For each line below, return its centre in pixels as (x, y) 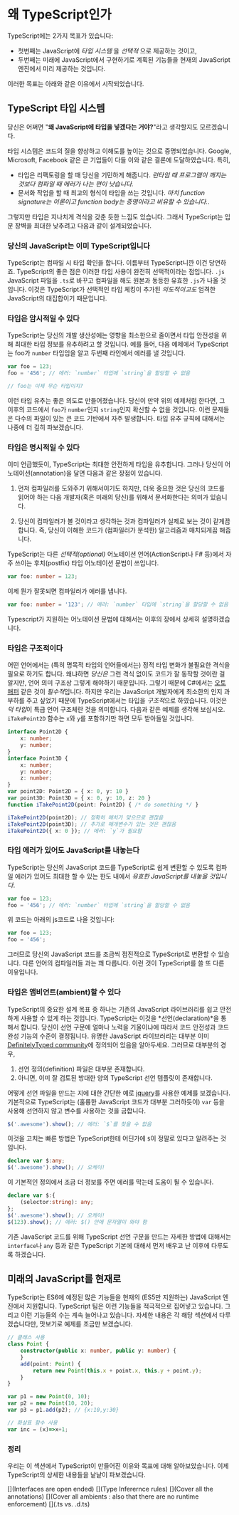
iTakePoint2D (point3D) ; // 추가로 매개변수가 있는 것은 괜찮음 (92, 824)
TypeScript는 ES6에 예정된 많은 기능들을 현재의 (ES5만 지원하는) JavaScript (115, 1297)
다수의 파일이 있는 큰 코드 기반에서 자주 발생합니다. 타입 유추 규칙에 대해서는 (120, 418)
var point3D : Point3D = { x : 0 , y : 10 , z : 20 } (79, 798)
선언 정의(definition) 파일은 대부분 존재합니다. (81, 1069)
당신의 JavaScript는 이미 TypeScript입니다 (79, 246)
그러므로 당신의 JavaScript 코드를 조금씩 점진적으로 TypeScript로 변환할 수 (112, 954)
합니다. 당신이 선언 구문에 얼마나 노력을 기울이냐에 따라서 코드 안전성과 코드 (125, 1027)
